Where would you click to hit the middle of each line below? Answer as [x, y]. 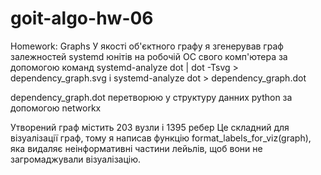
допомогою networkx [56, 108]
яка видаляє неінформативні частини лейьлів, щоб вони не [136, 148]
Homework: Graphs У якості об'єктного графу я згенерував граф [147, 46]
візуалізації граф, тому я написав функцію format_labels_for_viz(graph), [161, 138]
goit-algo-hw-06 [82, 18]
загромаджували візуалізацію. [76, 159]
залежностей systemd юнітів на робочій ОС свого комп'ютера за [149, 56]
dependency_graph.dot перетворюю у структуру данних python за [151, 97]
